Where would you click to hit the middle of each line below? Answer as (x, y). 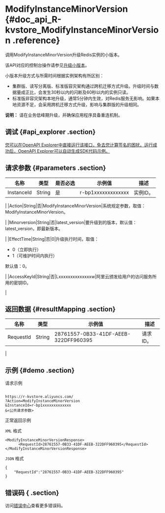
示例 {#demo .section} (40, 370)
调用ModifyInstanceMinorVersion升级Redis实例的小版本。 (64, 55)
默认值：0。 (17, 266)
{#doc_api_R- (33, 19)
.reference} (36, 41)
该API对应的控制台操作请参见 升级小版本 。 (47, 65)
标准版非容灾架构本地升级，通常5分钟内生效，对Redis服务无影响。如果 (84, 98)
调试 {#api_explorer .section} (50, 132)
